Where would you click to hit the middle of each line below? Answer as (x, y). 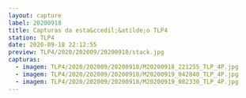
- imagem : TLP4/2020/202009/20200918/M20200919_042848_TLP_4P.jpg (127, 74)
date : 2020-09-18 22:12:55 (53, 45)
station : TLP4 (32, 38)
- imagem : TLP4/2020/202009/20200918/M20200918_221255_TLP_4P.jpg (127, 67)
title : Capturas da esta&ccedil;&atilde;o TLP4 (88, 30)
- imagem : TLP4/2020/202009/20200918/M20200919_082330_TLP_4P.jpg (127, 81)
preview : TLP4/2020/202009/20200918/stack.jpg (86, 52)
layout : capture (35, 15)
